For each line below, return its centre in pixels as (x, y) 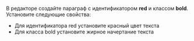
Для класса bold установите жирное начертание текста (84, 32)
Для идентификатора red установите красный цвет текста (87, 26)
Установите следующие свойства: (49, 14)
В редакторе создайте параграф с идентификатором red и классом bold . (97, 8)
